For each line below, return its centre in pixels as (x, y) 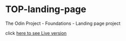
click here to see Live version (36, 33)
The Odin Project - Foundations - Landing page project (63, 23)
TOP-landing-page (46, 9)
